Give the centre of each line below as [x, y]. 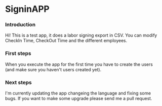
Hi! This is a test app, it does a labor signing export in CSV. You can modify [81, 35]
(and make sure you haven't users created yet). [53, 69]
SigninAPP [27, 9]
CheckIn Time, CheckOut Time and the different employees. [66, 41]
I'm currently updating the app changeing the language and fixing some [78, 93]
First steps [18, 53]
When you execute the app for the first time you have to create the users [79, 64]
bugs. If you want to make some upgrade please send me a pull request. [79, 99]
